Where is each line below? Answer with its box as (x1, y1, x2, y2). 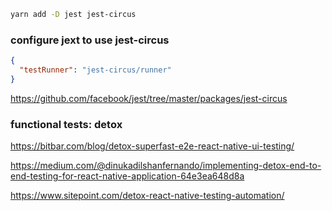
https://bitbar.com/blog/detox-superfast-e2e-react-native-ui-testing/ (10, 140, 295, 152)
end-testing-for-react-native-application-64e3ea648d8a (10, 170, 245, 182)
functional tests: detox (10, 117, 123, 131)
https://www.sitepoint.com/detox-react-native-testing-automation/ (10, 190, 285, 202)
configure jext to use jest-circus (10, 33, 170, 47)
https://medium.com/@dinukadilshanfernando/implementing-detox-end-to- (10, 160, 322, 172)
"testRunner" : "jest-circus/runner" (19, 65, 172, 75)
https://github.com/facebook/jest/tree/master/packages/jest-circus (10, 92, 288, 104)
